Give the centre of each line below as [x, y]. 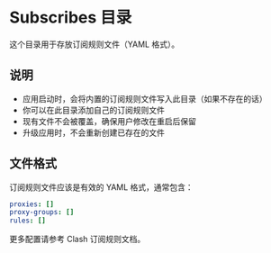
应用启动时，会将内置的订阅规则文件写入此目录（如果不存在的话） [145, 98]
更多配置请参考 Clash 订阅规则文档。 [77, 239]
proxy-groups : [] [42, 212]
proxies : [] [32, 204]
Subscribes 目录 [71, 18]
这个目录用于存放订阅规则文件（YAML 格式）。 [95, 44]
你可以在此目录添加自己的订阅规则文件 [93, 110]
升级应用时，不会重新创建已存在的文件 [93, 132]
